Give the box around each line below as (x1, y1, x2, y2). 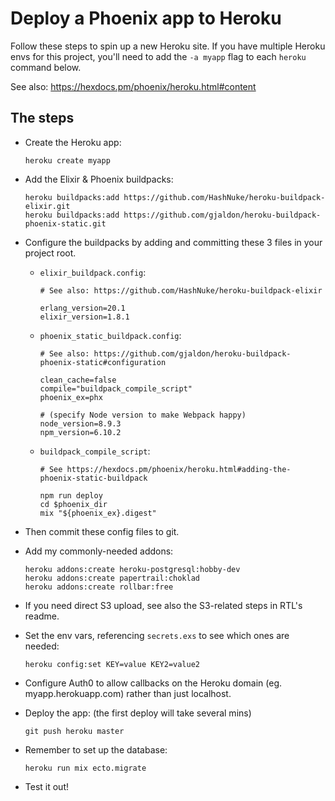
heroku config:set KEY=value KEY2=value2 (24, 659, 200, 669)
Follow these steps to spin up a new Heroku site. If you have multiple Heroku (10, 40, 326, 52)
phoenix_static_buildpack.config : (39, 329, 182, 341)
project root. (24, 247, 77, 259)
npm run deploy (39, 490, 103, 501)
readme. (24, 610, 60, 622)
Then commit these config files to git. (24, 525, 180, 537)
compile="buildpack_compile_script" (39, 383, 193, 394)
